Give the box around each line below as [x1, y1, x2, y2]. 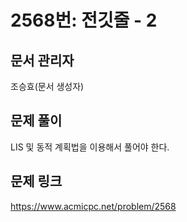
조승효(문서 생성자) [10, 81, 85, 92]
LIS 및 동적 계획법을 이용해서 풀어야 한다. [10, 141, 170, 153]
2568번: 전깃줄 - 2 [10, 9, 158, 32]
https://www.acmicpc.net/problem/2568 [10, 200, 177, 212]
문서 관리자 [10, 52, 75, 69]
